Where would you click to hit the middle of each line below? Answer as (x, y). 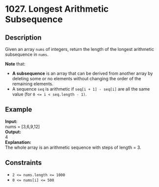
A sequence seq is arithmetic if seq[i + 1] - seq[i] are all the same (81, 89)
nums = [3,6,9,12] (23, 126)
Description (23, 37)
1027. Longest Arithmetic (57, 9)
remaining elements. (33, 84)
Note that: (15, 64)
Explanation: (18, 142)
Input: (11, 121)
